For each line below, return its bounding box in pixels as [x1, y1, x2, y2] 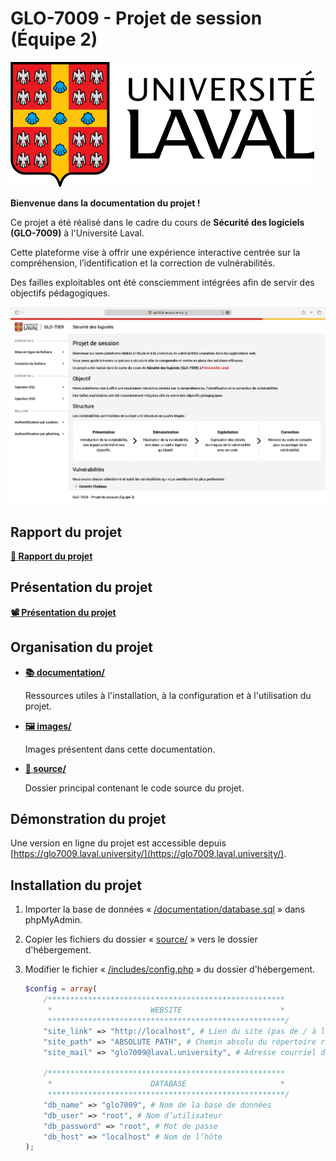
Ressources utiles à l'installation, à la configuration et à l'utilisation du [24, 689, 312, 701]
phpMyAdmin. [24, 914, 83, 926]
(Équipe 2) [10, 28, 98, 51]
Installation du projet [10, 877, 142, 894]
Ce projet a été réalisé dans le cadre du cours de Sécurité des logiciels [10, 216, 305, 228]
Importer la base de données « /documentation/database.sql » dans [24, 903, 306, 916]
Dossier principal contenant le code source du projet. [24, 782, 245, 794]
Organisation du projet [10, 639, 154, 656]
